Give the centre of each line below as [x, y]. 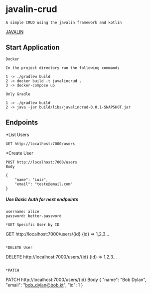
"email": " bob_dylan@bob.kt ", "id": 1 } [44, 285]
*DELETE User [19, 247]
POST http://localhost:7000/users [42, 162]
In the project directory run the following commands [63, 68]
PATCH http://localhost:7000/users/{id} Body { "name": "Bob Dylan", [76, 279]
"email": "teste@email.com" [44, 184]
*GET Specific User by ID [32, 224]
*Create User [20, 153]
